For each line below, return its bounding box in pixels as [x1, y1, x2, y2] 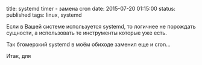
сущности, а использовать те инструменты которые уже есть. [6, 29, 168, 36]
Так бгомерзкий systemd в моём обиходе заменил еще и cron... [6, 41, 171, 48]
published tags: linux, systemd [6, 11, 83, 18]
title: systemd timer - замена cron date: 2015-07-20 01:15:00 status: [6, 5, 176, 12]
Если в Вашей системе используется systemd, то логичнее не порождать [6, 23, 196, 30]
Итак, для [6, 52, 31, 59]
